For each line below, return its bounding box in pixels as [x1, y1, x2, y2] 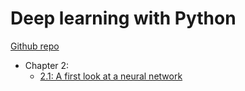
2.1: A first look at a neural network [39, 70, 183, 82]
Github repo [10, 40, 60, 52]
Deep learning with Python [10, 7, 237, 30]
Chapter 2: [24, 59, 70, 71]
